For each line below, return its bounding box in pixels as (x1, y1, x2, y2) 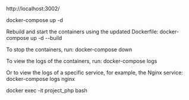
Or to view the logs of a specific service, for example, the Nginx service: (6, 69, 183, 76)
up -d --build (30, 35, 62, 41)
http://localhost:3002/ (6, 5, 60, 12)
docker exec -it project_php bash (6, 87, 87, 94)
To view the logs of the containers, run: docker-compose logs (6, 58, 157, 64)
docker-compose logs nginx (6, 76, 75, 82)
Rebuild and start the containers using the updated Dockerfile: (6, 28, 159, 35)
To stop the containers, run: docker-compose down (6, 46, 133, 53)
